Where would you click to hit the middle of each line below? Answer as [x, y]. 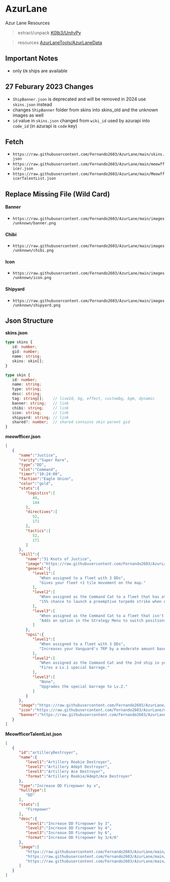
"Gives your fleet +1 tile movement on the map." [92, 583]
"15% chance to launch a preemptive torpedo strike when [100, 602]
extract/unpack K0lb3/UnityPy [49, 32]
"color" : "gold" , [36, 484]
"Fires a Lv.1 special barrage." [74, 668]
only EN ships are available [40, 71]
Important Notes [32, 59]
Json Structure [29, 320]
